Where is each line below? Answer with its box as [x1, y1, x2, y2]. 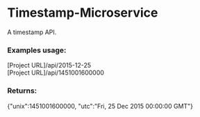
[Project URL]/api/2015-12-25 [7, 61, 92, 70]
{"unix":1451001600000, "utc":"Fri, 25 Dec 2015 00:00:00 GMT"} [7, 102, 193, 110]
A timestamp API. [7, 28, 57, 36]
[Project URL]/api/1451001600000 [7, 68, 104, 77]
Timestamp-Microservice [7, 5, 158, 21]
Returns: [7, 86, 37, 95]
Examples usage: [7, 45, 67, 55]
